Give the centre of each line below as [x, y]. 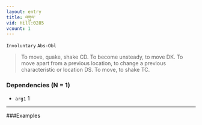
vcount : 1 [19, 28]
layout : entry [24, 12]
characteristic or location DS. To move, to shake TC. [85, 70]
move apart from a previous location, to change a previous [93, 63]
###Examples [23, 115]
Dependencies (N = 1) [38, 86]
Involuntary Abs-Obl [31, 46]
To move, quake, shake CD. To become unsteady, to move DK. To [102, 57]
